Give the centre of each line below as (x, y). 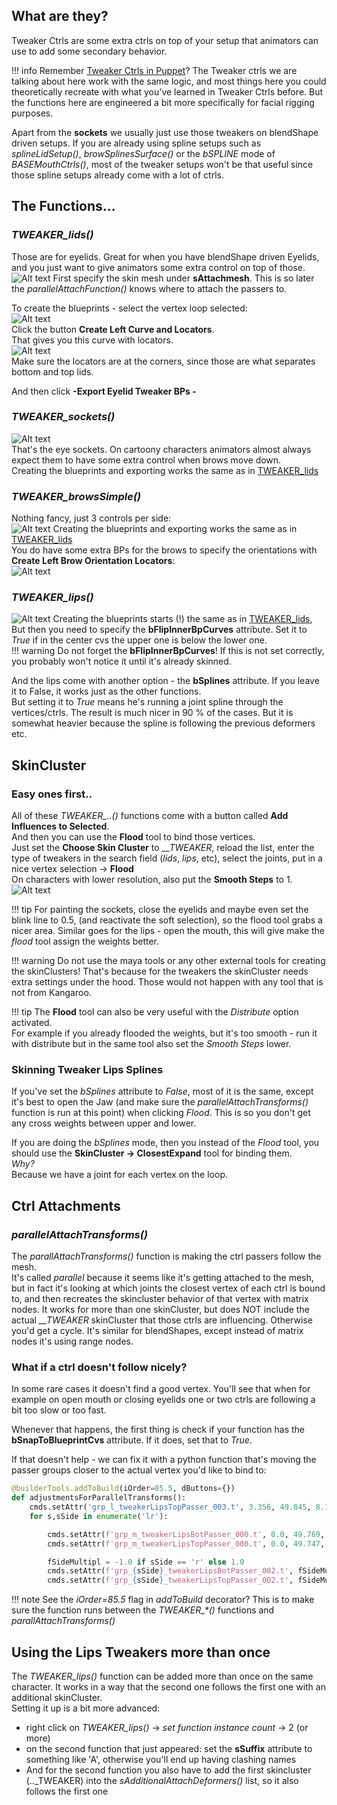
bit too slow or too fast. (59, 1410)
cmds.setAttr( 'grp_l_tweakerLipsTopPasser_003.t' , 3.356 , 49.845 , (170, 1507)
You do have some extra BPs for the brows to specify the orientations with (164, 550)
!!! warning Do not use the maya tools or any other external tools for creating (168, 961)
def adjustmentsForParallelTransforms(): (99, 1498)
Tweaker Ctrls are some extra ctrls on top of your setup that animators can (165, 40)
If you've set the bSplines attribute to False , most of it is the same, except (162, 1091)
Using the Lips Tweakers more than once (141, 1652)
